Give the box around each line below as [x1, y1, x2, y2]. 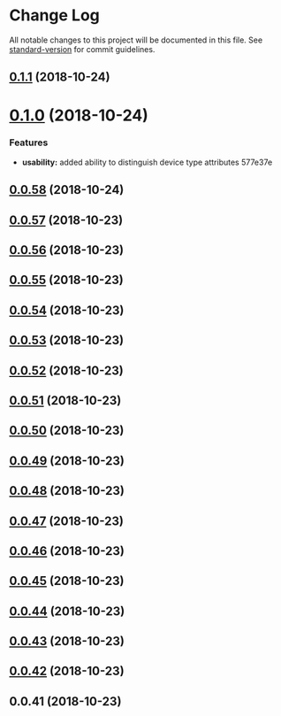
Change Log [9, 5, 100, 26]
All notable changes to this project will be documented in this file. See [9, 35, 263, 45]
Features [9, 136, 49, 149]
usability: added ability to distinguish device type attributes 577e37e [21, 157, 273, 167]
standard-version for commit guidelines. [9, 43, 156, 54]
